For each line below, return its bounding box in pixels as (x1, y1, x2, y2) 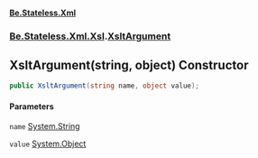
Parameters (9, 100, 54, 112)
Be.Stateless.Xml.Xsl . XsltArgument (9, 30, 171, 42)
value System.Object (9, 138, 87, 149)
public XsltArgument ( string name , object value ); (9, 81, 200, 90)
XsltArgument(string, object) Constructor (9, 57, 249, 72)
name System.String (9, 121, 80, 132)
